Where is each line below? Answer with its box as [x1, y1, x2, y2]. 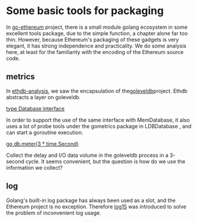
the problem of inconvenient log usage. [6, 209, 101, 216]
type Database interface [6, 105, 65, 112]
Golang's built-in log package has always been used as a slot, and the [6, 197, 176, 204]
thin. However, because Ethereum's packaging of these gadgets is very [6, 36, 179, 43]
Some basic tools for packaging [6, 4, 164, 18]
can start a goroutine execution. [6, 129, 84, 136]
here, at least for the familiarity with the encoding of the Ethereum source [6, 48, 184, 55]
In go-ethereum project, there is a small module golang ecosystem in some [6, 23, 188, 31]
